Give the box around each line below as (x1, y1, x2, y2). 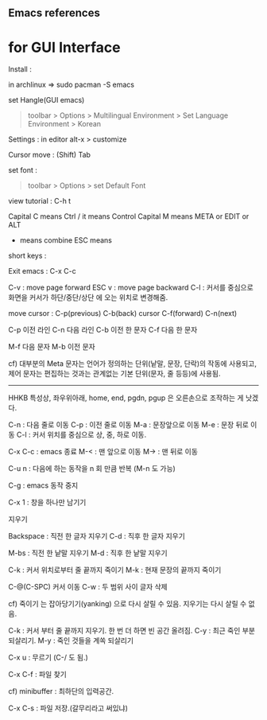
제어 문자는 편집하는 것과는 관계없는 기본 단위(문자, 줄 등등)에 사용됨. (8, 369, 221, 379)
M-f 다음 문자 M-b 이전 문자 (8, 342, 95, 352)
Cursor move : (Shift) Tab (8, 150, 91, 160)
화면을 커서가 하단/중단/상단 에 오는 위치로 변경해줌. (8, 293, 168, 302)
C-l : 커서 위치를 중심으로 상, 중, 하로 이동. (16, 430, 147, 440)
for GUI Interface (8, 38, 121, 56)
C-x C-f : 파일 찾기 (8, 670, 68, 679)
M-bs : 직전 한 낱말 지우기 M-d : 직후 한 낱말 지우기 (8, 548, 168, 558)
